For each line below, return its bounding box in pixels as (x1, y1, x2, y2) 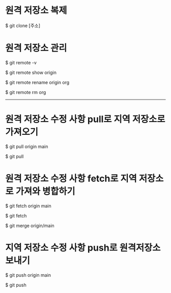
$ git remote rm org (5, 89, 46, 95)
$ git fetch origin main (5, 203, 52, 209)
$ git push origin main (5, 272, 51, 278)
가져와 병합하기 (15, 186, 75, 197)
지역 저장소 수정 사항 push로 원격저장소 (5, 242, 161, 253)
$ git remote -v (5, 59, 37, 65)
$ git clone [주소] (5, 22, 41, 29)
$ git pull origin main (5, 143, 48, 150)
